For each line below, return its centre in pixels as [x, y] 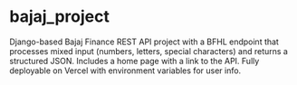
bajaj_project [60, 17]
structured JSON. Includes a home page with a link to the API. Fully [134, 61]
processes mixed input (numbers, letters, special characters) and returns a [148, 51]
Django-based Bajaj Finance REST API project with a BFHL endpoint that [144, 42]
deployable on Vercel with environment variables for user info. [125, 71]
